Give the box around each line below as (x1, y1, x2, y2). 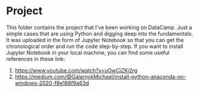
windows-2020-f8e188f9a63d (14, 79, 89, 87)
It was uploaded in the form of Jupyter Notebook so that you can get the (6, 36, 184, 43)
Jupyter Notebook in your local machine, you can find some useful (6, 49, 170, 56)
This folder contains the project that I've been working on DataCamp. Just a (6, 24, 192, 31)
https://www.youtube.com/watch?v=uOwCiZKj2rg (14, 66, 138, 74)
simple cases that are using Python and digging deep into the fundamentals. (6, 30, 194, 37)
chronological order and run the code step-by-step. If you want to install (6, 43, 184, 50)
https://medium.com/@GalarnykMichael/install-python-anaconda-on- (14, 73, 186, 80)
